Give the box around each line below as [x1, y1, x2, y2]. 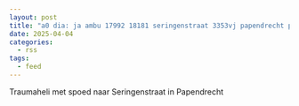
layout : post [9, 12, 58, 22]
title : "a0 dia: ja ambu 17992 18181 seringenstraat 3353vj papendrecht [9, 21, 285, 30]
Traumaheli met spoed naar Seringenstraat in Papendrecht [9, 86, 224, 97]
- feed [17, 63, 42, 72]
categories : [9, 37, 53, 47]
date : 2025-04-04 [9, 29, 74, 38]
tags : [9, 54, 29, 63]
